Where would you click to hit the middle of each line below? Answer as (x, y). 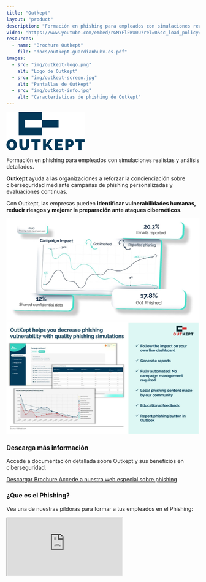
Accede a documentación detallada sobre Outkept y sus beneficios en (95, 461)
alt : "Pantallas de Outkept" (55, 84)
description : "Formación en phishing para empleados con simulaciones (98, 26)
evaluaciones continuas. (37, 191)
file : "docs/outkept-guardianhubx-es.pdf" (72, 52)
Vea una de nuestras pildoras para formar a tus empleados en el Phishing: (100, 508)
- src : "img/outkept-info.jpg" (52, 91)
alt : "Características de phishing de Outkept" (79, 97)
